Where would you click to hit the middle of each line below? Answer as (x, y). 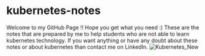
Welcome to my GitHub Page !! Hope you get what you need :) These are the (103, 27)
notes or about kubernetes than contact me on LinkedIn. (77, 47)
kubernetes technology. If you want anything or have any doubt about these (102, 40)
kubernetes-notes (54, 11)
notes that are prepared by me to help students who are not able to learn (98, 33)
